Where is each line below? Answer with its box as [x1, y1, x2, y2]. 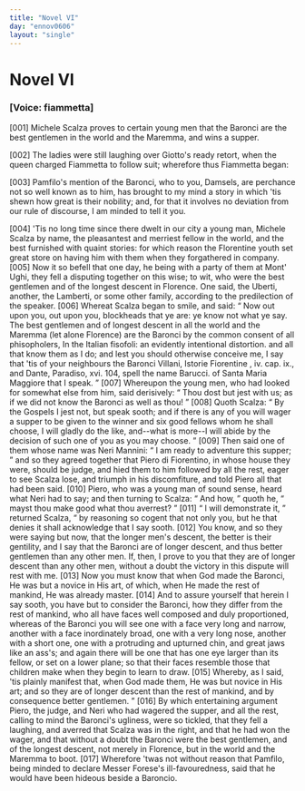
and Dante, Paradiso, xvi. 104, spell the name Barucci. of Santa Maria [9, 367, 268, 378]
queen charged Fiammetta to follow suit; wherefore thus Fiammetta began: [9, 159, 289, 170]
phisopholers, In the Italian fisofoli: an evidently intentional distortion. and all [9, 338, 294, 349]
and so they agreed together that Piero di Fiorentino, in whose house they [15, 454, 290, 465]
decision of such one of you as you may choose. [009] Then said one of [9, 435, 285, 445]
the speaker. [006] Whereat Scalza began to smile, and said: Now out [9, 300, 275, 311]
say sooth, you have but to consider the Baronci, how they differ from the [9, 599, 283, 610]
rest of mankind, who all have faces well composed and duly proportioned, [9, 609, 289, 620]
